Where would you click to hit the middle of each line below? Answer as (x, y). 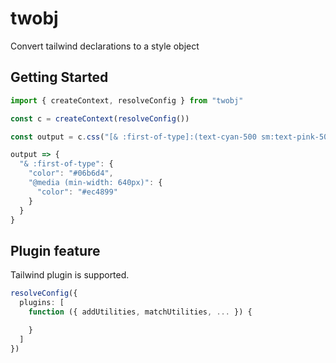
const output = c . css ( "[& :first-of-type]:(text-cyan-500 (133, 137)
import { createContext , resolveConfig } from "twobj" (127, 100)
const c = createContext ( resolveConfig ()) (100, 118)
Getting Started (59, 77)
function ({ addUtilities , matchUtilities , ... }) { (140, 312)
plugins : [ (42, 303)
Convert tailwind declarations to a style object (105, 46)
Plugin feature (55, 250)
